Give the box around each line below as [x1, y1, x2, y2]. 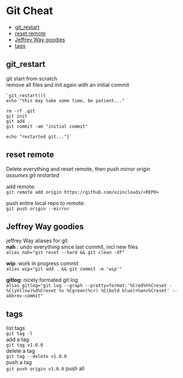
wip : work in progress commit [6, 260, 79, 267]
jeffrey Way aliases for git [6, 237, 68, 245]
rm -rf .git [6, 108, 35, 114]
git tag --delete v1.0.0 [6, 354, 67, 360]
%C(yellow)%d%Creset [6, 288, 57, 294]
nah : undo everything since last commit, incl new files [6, 243, 138, 250]
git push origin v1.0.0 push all [6, 365, 85, 372]
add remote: [6, 183, 36, 190]
